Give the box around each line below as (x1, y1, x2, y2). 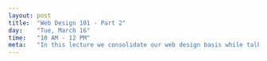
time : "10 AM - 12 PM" (8, 33, 91, 42)
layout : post (8, 11, 52, 20)
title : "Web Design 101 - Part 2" (8, 19, 126, 27)
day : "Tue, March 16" (8, 26, 91, 34)
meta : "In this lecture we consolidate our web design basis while (8, 41, 244, 49)
